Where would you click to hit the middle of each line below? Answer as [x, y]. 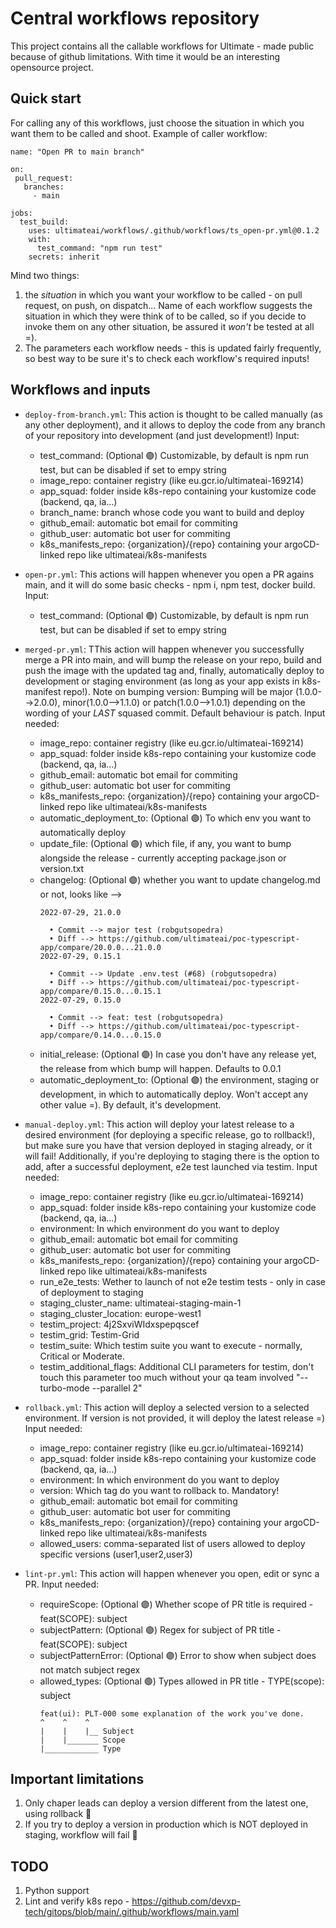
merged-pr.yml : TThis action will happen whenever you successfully [164, 649]
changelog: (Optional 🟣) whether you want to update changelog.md [180, 879]
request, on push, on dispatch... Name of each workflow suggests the [168, 305]
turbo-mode [64, 1388]
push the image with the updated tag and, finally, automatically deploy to [174, 670]
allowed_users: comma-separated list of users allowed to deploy [172, 1543]
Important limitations [77, 1778]
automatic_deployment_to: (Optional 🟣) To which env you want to [175, 818]
